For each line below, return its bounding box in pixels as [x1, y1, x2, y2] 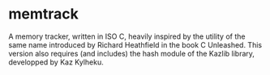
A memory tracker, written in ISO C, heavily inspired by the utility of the [8, 31, 246, 41]
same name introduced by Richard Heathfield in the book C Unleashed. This [8, 40, 262, 49]
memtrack [8, 5, 79, 23]
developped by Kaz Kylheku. [8, 57, 104, 67]
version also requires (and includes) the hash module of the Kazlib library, [8, 48, 255, 58]
